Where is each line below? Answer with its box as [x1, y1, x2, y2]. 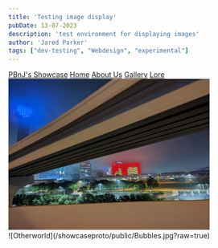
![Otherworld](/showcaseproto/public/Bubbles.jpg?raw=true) [8, 231, 211, 241]
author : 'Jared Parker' [8, 39, 88, 47]
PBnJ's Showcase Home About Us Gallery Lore [8, 70, 165, 79]
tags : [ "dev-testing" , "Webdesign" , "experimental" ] [8, 47, 189, 55]
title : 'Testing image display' [8, 13, 117, 21]
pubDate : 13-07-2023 [8, 21, 78, 30]
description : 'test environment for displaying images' [8, 30, 199, 38]
